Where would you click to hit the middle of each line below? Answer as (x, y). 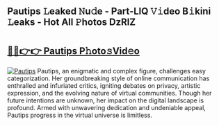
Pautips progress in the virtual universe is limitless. (80, 115)
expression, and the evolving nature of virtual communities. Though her (109, 93)
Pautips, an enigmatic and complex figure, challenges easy (122, 71)
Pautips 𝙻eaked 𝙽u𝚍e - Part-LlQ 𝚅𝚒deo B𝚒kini (109, 11)
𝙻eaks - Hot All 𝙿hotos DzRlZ (72, 22)
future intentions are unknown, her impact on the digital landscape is (105, 100)
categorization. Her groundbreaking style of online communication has (108, 78)
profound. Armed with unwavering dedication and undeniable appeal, (107, 108)
